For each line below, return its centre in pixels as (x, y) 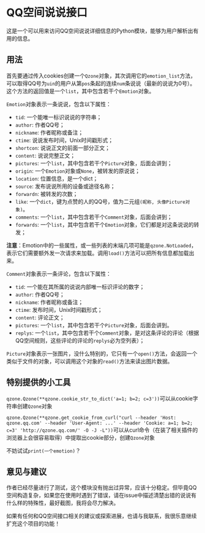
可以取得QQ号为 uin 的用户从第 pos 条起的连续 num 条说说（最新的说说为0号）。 (101, 83)
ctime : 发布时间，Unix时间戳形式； (59, 309)
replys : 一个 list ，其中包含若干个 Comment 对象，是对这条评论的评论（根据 (107, 333)
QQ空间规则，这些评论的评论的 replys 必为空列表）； (80, 340)
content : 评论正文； (40, 317)
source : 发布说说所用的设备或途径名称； (65, 186)
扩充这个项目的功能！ (33, 524)
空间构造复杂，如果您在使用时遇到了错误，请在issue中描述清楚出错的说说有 (102, 496)
